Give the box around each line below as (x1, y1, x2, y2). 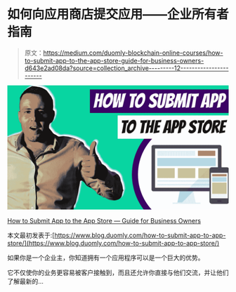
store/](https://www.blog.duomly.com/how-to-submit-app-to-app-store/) (7, 239, 220, 248)
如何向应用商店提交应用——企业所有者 (7, 6, 230, 22)
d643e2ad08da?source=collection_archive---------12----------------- (24, 64, 229, 72)
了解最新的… (7, 277, 44, 286)
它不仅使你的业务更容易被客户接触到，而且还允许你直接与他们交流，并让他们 (7, 268, 229, 277)
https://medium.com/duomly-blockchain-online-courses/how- (43, 48, 223, 57)
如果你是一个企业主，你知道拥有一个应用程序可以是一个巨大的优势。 (7, 253, 204, 262)
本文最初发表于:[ (7, 231, 55, 239)
